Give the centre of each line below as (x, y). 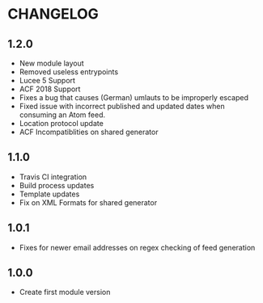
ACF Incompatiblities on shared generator (89, 132)
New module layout (51, 63)
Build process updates (57, 185)
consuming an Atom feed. (62, 115)
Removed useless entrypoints (69, 72)
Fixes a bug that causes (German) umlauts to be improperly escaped (134, 97)
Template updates (49, 194)
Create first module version (65, 292)
